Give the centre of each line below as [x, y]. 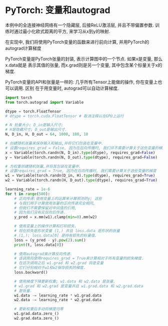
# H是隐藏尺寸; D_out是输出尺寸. [36, 130]
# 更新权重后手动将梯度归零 [39, 309]
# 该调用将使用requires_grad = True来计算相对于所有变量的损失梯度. [79, 258]
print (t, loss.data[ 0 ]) [39, 245]
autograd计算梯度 [23, 48]
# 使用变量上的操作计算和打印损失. [45, 226]
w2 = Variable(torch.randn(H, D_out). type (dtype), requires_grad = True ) [81, 180]
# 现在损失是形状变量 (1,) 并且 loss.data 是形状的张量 [67, 231]
